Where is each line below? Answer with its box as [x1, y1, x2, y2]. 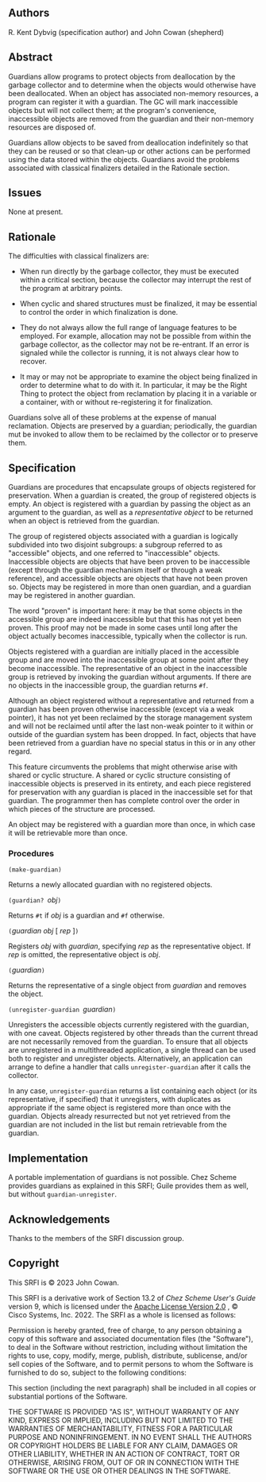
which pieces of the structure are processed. [8, 805, 156, 814]
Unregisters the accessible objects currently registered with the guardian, [8, 1020, 249, 1030]
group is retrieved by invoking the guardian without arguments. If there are [8, 672, 252, 682]
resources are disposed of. [8, 122, 96, 132]
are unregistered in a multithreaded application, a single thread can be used [8, 1046, 256, 1055]
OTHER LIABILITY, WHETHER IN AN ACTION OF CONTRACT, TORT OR [8, 1449, 240, 1458]
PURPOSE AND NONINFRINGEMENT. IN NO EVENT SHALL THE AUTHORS [8, 1432, 253, 1441]
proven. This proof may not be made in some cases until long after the [8, 623, 238, 633]
